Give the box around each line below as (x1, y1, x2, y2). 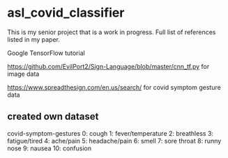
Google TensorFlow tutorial (7, 49, 85, 57)
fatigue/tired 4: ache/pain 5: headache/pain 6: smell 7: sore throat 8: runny (7, 136, 222, 145)
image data (7, 70, 40, 78)
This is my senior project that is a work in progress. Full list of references (7, 28, 216, 36)
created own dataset (7, 111, 99, 123)
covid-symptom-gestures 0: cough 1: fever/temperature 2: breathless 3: (7, 129, 214, 137)
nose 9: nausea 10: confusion (7, 144, 92, 152)
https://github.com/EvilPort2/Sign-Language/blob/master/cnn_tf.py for (7, 62, 210, 70)
